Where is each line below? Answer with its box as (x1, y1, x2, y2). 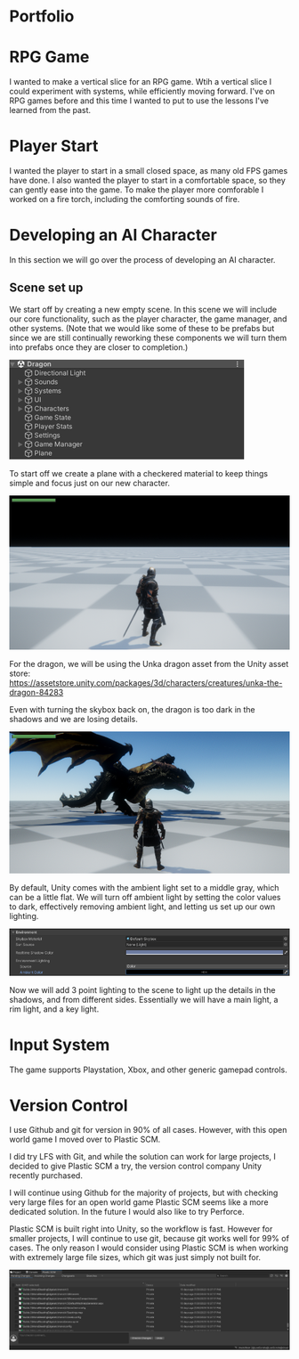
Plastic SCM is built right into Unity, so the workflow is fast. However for (9, 1224, 273, 1234)
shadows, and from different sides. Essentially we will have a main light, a (9, 994, 279, 1005)
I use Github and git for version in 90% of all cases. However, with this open (9, 1125, 287, 1135)
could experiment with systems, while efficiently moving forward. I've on (9, 86, 276, 97)
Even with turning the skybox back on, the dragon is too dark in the (9, 704, 255, 714)
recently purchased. (9, 1170, 83, 1181)
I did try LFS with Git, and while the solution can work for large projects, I (9, 1151, 276, 1162)
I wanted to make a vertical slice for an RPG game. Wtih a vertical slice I (9, 77, 272, 87)
